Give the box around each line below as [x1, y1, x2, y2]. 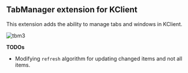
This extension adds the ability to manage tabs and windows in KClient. [6, 20, 183, 27]
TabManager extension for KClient [6, 5, 138, 15]
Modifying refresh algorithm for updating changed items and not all [14, 55, 183, 62]
